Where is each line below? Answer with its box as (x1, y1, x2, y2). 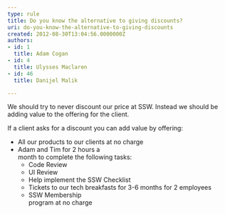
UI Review (28, 168, 58, 177)
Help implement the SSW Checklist (28, 175, 131, 184)
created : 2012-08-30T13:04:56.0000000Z (7, 30, 126, 38)
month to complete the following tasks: (17, 153, 132, 161)
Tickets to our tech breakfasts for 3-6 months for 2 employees (28, 183, 212, 192)
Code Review (28, 160, 68, 169)
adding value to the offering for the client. (7, 110, 130, 118)
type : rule (7, 10, 40, 18)
